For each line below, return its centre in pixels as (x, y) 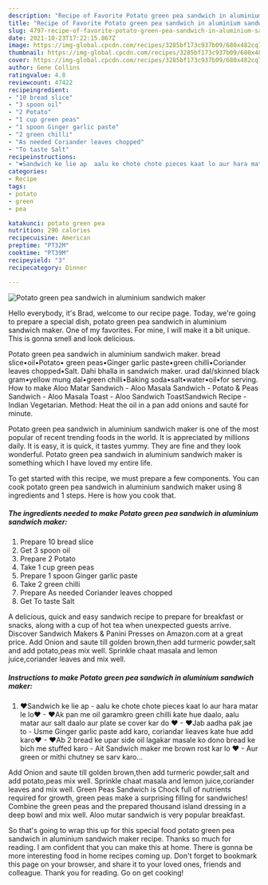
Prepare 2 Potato (47, 559)
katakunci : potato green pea (57, 223)
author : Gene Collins (44, 68)
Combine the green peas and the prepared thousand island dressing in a (127, 807)
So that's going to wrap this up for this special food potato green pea (122, 831)
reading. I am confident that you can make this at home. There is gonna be (131, 847)
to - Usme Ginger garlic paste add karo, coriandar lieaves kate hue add (136, 732)
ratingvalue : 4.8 (37, 75)
